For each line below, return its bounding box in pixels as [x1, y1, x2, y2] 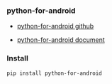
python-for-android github [16, 22, 94, 31]
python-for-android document [16, 36, 106, 44]
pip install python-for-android [6, 70, 102, 77]
